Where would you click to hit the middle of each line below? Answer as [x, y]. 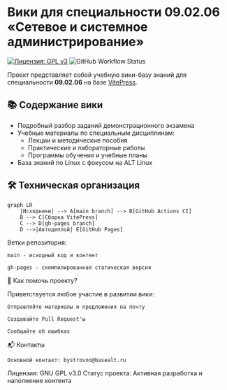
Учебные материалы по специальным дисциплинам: [96, 133]
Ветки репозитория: [37, 243]
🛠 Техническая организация [74, 186]
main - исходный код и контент [53, 255]
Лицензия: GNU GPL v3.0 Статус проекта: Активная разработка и [105, 373]
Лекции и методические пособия [78, 140]
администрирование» [76, 42]
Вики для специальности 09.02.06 [113, 12]
